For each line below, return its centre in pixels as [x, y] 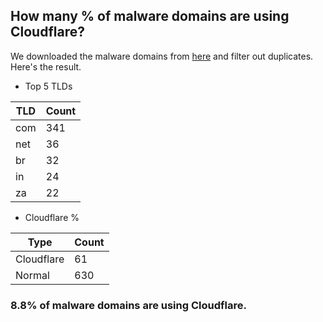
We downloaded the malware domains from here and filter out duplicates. [162, 56]
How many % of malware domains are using [150, 16]
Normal [32, 275]
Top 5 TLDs [48, 86]
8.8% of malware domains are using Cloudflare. [128, 305]
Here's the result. [46, 66]
